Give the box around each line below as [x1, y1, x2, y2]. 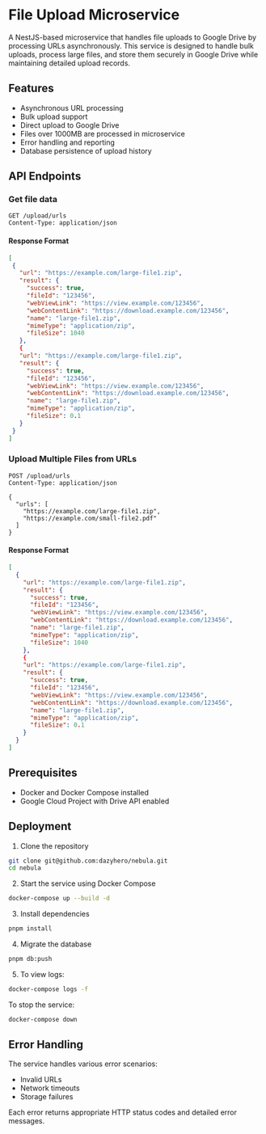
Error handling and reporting [19, 137, 116, 147]
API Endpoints [8, 170, 82, 183]
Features [8, 82, 54, 95]
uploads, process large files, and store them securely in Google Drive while [8, 49, 259, 59]
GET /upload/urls [8, 212, 67, 220]
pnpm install [8, 925, 53, 933]
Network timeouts [19, 1083, 80, 1093]
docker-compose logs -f [8, 984, 89, 993]
